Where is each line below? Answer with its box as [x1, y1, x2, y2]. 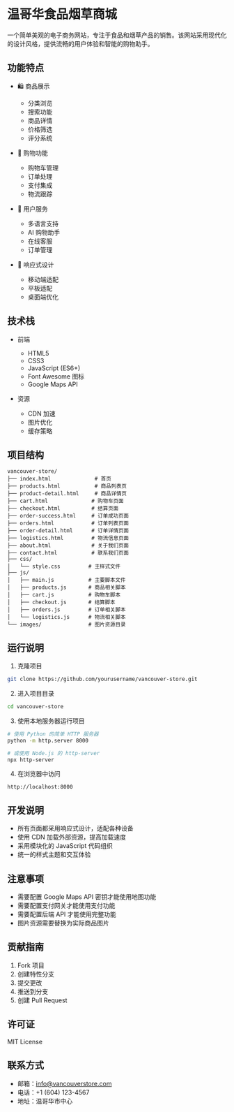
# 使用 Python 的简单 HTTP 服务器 [7, 731, 99, 738]
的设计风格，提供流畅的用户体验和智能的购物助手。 [7, 39, 154, 47]
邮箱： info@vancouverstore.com [17, 1079, 112, 1088]
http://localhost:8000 [7, 784, 73, 791]
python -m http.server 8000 [7, 737, 89, 744]
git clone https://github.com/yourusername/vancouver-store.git [7, 675, 198, 683]
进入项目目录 [17, 689, 54, 698]
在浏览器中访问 [17, 770, 61, 778]
